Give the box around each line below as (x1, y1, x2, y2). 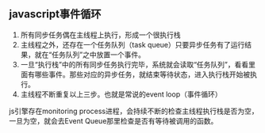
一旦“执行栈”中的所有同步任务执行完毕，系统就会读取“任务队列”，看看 (20, 59, 249, 69)
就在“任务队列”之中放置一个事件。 (34, 50, 146, 59)
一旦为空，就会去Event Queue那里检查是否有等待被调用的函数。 (9, 116, 218, 125)
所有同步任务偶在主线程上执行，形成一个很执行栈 (20, 30, 181, 40)
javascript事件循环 (9, 7, 102, 21)
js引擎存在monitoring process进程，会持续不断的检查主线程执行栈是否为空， (9, 106, 259, 116)
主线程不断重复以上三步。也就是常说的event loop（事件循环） (20, 89, 222, 99)
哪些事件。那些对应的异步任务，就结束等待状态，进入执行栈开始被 (34, 70, 251, 79)
